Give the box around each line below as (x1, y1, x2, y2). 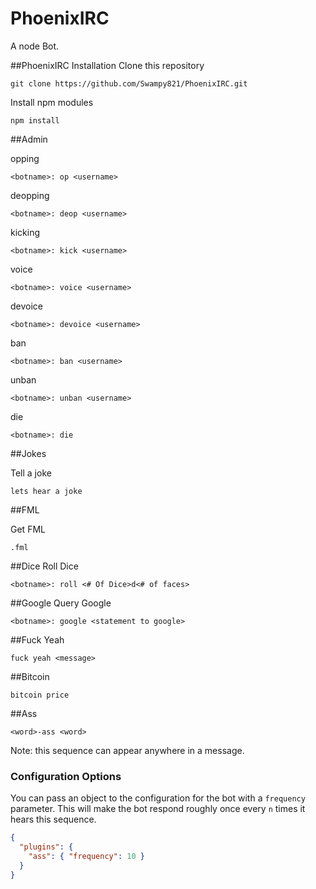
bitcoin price (10, 690, 70, 700)
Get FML (10, 523, 46, 535)
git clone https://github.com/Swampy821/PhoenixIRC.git (10, 78, 248, 89)
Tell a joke (10, 467, 52, 479)
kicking (10, 226, 41, 238)
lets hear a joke (10, 486, 83, 496)
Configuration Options (10, 769, 122, 783)
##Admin (10, 133, 48, 145)
